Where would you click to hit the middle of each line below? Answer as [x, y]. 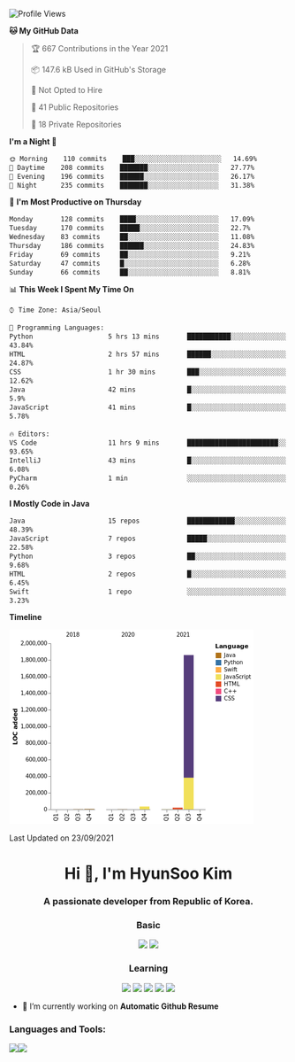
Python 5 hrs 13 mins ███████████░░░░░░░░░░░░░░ [148, 337]
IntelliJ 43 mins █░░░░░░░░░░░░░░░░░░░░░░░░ [148, 461]
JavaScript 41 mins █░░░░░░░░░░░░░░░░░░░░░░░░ [148, 407]
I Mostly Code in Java [49, 504]
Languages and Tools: [57, 1029]
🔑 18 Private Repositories [76, 124]
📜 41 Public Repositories [75, 107]
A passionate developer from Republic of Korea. [148, 902]
